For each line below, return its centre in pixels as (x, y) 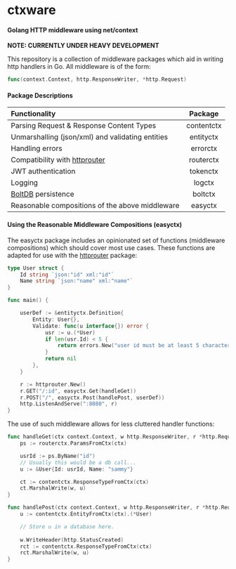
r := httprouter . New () (53, 384)
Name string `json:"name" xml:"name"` (77, 281)
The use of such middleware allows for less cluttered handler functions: (111, 424)
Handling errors (37, 148)
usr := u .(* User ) (70, 332)
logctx (204, 183)
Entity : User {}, (56, 319)
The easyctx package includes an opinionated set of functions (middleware (116, 240)
